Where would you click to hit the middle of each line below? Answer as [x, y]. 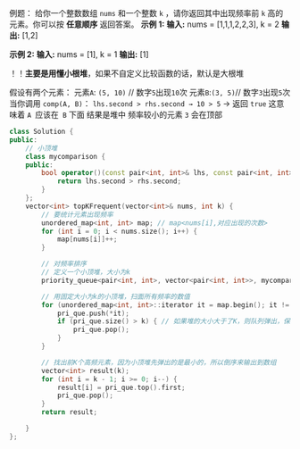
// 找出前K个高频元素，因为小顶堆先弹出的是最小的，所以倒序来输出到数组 [159, 362]
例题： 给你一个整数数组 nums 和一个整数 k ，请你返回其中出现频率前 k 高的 [146, 13]
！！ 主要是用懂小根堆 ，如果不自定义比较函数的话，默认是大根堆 [126, 73]
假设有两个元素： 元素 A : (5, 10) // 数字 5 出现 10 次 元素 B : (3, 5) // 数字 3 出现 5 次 [150, 92]
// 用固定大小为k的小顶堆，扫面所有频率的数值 [116, 296]
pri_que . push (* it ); [93, 313]
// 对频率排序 [64, 264]
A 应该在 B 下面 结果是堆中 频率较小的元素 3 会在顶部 [125, 115]
